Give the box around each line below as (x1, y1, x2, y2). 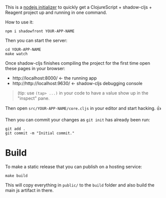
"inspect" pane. (17, 96, 50, 101)
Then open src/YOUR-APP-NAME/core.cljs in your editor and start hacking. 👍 (5, 105, 162, 111)
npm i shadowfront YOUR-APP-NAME (5, 29, 75, 34)
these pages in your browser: (5, 66, 66, 71)
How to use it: (5, 19, 34, 25)
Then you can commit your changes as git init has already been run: (5, 117, 151, 122)
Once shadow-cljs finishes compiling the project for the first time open (5, 60, 151, 66)
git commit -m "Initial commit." (5, 131, 75, 136)
